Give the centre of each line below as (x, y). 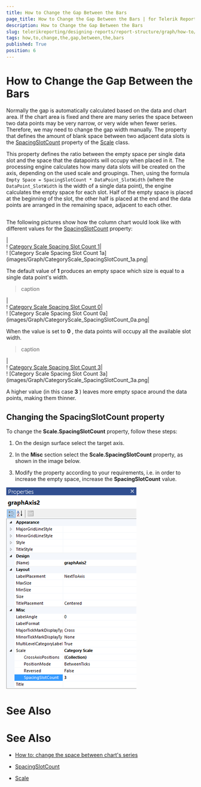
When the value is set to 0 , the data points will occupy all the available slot (99, 331)
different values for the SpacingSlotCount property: (69, 229)
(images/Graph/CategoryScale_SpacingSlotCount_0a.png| (78, 320)
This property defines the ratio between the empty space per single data (96, 154)
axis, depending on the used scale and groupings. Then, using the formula (98, 173)
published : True (26, 44)
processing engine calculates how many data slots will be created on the (96, 166)
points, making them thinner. (41, 398)
